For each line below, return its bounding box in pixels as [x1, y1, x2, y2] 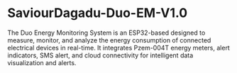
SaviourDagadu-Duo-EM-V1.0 [7, 5, 188, 21]
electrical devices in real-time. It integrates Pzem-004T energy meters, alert [7, 43, 231, 52]
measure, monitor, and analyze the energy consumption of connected [7, 35, 211, 44]
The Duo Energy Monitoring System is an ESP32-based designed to [7, 28, 206, 37]
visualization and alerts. [7, 58, 77, 67]
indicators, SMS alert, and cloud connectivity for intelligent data [7, 51, 194, 60]
